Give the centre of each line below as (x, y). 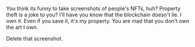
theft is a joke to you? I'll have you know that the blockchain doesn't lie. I (94, 15)
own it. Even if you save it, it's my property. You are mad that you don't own (98, 21)
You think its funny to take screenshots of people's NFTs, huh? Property (93, 9)
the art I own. (22, 27)
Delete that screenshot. (34, 38)
